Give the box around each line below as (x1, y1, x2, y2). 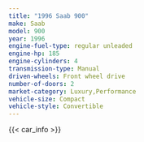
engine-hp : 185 (8, 49, 60, 58)
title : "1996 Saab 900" (8, 11, 89, 20)
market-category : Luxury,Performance (8, 87, 137, 96)
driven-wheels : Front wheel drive (8, 72, 126, 80)
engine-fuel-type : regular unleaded (8, 42, 133, 50)
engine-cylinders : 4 (8, 58, 79, 66)
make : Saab (8, 19, 46, 28)
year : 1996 (8, 34, 46, 43)
